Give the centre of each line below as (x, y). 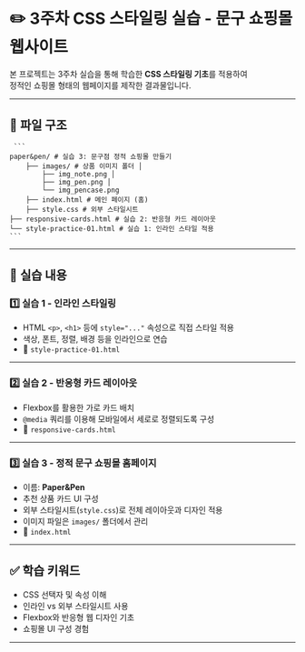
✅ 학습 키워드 (45, 571)
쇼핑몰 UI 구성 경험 (55, 628)
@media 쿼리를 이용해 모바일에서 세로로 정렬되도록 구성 (118, 418)
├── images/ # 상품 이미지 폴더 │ (84, 166)
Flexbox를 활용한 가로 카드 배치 (78, 407)
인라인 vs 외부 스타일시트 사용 (75, 606)
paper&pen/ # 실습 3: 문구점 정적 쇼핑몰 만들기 (91, 156)
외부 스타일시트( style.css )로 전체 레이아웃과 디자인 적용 (123, 510)
